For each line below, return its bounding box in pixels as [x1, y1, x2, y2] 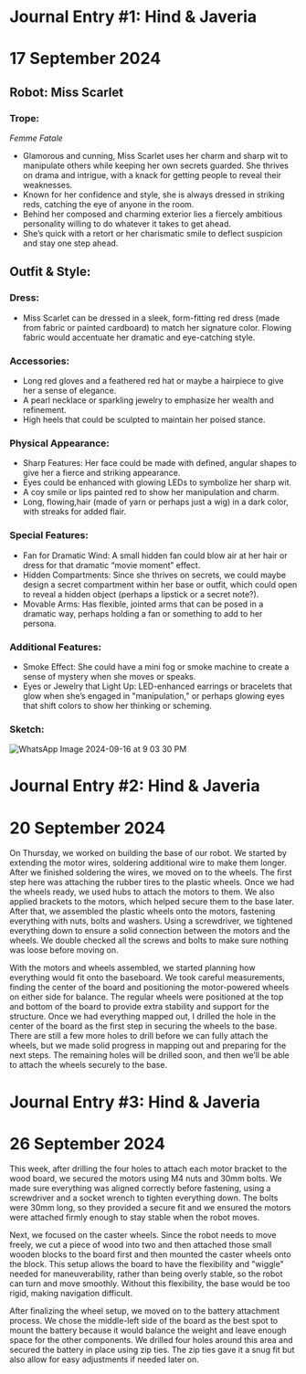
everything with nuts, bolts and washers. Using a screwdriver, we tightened [9, 915, 293, 926]
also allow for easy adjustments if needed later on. [9, 1354, 199, 1365]
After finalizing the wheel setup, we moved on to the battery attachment [9, 1305, 280, 1316]
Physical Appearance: [9, 437, 110, 449]
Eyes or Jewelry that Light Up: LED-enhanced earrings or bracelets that [22, 681, 292, 692]
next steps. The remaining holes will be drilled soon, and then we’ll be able [9, 1050, 290, 1061]
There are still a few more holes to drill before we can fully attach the [9, 1030, 269, 1041]
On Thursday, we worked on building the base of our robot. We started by [9, 848, 288, 859]
